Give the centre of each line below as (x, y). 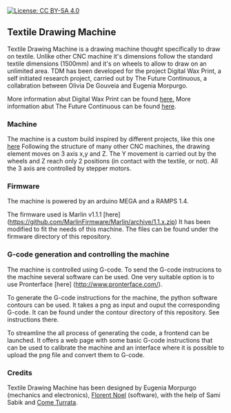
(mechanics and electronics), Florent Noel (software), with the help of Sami (114, 395)
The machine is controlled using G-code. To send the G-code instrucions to (114, 270)
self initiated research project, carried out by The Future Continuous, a (107, 78)
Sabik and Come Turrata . (42, 402)
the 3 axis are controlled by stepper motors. (69, 168)
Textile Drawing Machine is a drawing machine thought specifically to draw (114, 49)
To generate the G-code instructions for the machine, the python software (112, 297)
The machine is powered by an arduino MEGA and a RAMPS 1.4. (98, 201)
